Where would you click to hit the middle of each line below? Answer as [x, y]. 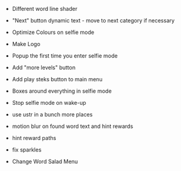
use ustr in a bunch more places [52, 114]
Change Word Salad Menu [45, 161]
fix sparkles [27, 150]
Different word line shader [45, 9]
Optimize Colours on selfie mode [53, 32]
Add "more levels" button [44, 67]
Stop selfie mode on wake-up [49, 103]
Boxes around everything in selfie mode [62, 91]
